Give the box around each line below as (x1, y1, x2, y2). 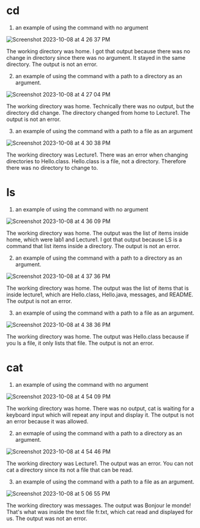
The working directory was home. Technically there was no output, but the (6, 102, 194, 110)
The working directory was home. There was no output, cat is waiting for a (6, 405, 194, 412)
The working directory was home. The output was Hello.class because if (6, 332, 189, 340)
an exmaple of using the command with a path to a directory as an (15, 429, 182, 437)
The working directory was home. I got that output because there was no (6, 47, 191, 55)
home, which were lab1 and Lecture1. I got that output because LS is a (6, 236, 182, 243)
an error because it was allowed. (6, 417, 89, 425)
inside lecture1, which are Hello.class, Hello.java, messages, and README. (6, 291, 194, 298)
